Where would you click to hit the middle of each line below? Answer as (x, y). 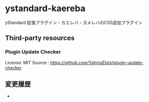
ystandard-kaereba (45, 8)
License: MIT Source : (27, 62)
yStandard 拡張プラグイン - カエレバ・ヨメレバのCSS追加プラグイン (74, 22)
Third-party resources (40, 38)
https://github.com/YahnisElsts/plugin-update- (97, 62)
